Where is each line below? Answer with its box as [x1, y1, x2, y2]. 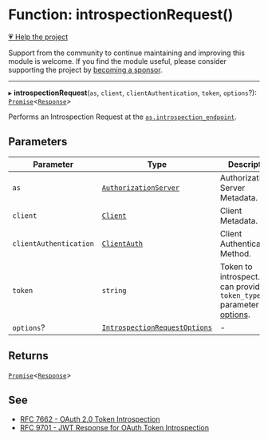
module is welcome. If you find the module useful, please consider [8, 56, 227, 65]
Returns [8, 349, 49, 363]
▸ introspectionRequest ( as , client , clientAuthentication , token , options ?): [8, 88, 257, 97]
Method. [219, 248, 251, 259]
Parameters [8, 135, 68, 149]
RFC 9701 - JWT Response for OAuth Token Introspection [19, 423, 210, 433]
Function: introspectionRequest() [8, 6, 234, 24]
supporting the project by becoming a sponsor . [8, 65, 163, 74]
